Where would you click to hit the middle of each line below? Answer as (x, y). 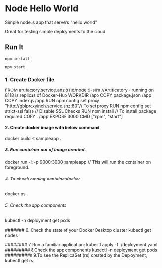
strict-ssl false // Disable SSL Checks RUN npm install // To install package (81, 111)
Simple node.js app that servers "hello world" (51, 22)
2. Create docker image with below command (52, 127)
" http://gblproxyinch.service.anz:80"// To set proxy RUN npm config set (78, 106)
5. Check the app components (36, 205)
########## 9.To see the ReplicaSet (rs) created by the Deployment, (76, 255)
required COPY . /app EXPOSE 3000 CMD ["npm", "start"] (64, 117)
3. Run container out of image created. (46, 149)
